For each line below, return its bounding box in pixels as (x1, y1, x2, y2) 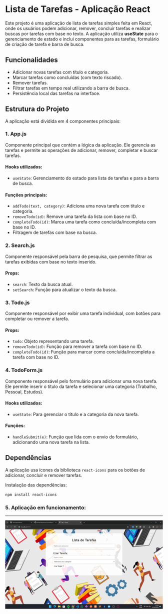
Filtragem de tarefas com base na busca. (12, 229, 97, 235)
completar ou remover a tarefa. (5, 316, 69, 322)
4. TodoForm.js (5, 366, 43, 373)
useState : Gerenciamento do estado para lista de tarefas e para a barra (12, 175, 159, 181)
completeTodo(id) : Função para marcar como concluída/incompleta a (12, 349, 155, 355)
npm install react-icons (5, 492, 57, 497)
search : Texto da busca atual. (12, 281, 73, 287)
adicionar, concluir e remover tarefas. (5, 472, 82, 478)
